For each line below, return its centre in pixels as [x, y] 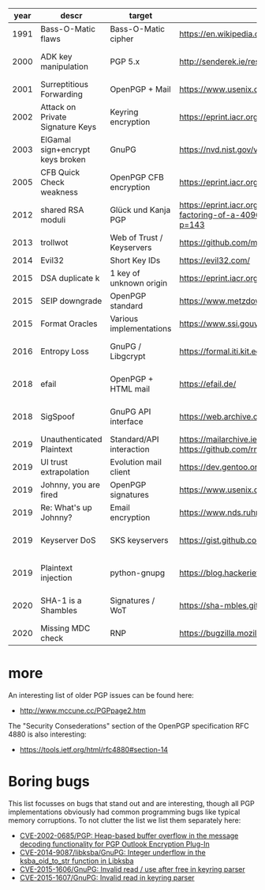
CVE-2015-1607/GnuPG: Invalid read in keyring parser [107, 877]
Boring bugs [49, 782]
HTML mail [130, 389]
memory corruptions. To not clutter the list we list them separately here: [125, 820]
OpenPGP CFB [137, 177]
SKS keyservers [139, 540]
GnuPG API [131, 412]
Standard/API [134, 439]
